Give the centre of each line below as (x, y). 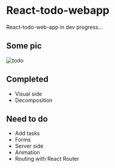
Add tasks (27, 133)
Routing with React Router (47, 159)
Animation (27, 152)
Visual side (28, 94)
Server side (29, 146)
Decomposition (34, 100)
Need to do (27, 118)
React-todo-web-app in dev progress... (55, 27)
